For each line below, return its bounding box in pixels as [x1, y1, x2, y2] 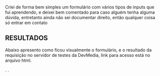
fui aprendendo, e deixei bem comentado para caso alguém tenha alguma [5, 9, 155, 15]
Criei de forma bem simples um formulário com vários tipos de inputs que [5, 4, 155, 10]
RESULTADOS [5, 34, 48, 42]
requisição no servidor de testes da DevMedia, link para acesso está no [5, 52, 151, 58]
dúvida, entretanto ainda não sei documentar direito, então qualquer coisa [5, 15, 156, 20]
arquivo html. [5, 57, 32, 63]
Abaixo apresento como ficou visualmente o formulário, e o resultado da [5, 47, 152, 53]
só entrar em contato [5, 20, 48, 25]
